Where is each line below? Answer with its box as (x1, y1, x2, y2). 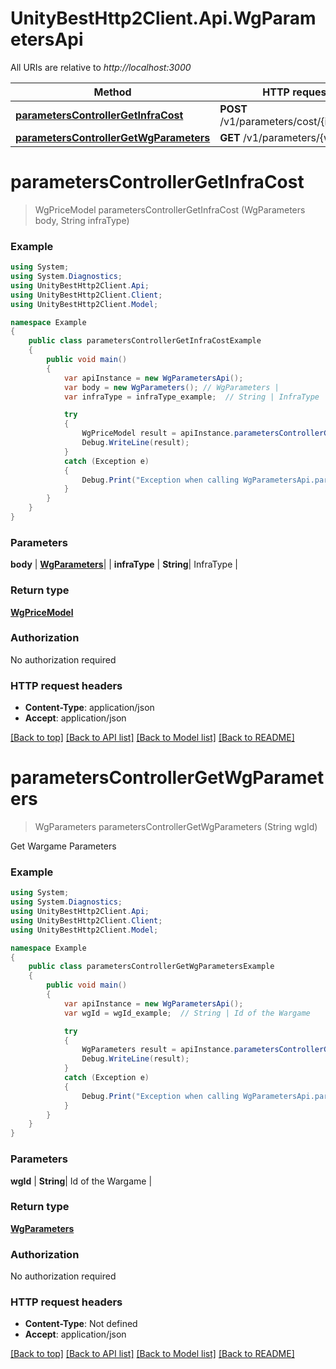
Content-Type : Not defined (24, 1318, 138, 1330)
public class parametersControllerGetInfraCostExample (28, 336, 262, 346)
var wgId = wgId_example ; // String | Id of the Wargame (63, 1008, 311, 1018)
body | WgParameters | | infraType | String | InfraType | (10, 558, 238, 571)
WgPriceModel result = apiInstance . (81, 428, 235, 439)
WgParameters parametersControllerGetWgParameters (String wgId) (34, 821, 318, 833)
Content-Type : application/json (24, 702, 155, 714)
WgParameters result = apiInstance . (81, 1045, 235, 1055)
